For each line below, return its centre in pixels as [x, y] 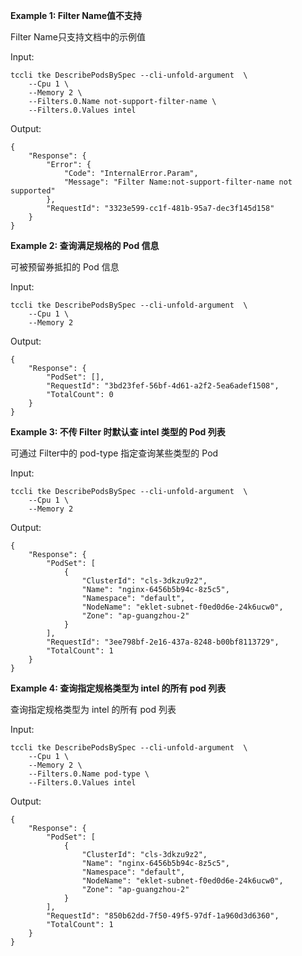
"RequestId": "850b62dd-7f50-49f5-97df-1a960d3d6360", [163, 916]
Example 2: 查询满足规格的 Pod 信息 [85, 245]
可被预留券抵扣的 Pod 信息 [65, 267]
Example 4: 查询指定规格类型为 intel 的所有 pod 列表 [118, 688]
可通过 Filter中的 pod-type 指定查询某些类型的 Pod [114, 453]
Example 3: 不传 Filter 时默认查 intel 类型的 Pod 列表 [118, 432]
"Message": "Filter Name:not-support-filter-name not [178, 182]
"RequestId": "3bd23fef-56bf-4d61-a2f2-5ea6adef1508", [163, 386]
